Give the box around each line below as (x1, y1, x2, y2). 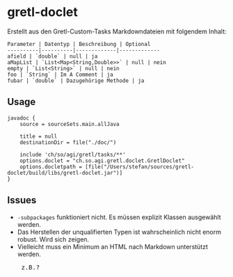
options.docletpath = (19, 163, 82, 171)
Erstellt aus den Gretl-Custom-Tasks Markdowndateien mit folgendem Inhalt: (7, 27, 227, 35)
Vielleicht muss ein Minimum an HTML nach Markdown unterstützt (17, 242, 209, 251)
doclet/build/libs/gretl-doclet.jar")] (7, 169, 123, 176)
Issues (7, 194, 37, 206)
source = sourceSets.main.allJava (19, 120, 120, 127)
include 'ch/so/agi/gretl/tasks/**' (19, 151, 127, 158)
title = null (19, 133, 58, 140)
